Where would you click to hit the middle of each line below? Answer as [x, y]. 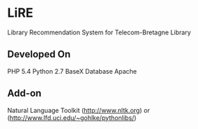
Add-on [25, 94]
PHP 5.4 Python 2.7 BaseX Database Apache [72, 71]
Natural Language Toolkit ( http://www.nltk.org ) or [79, 110]
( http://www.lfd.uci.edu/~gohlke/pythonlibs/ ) [72, 118]
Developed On [39, 54]
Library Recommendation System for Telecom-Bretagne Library [99, 32]
